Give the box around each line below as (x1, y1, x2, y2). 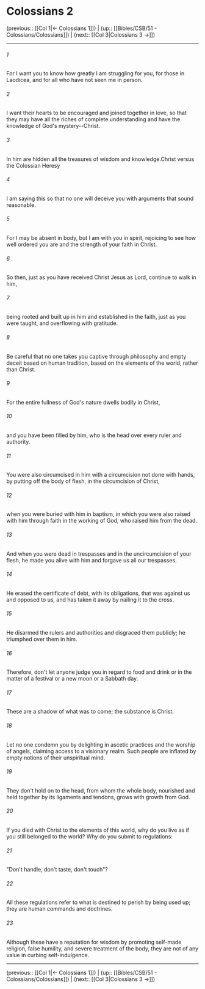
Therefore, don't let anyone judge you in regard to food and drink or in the (6, 668, 192, 676)
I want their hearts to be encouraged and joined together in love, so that (6, 109, 187, 117)
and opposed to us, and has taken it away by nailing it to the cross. (6, 595, 174, 603)
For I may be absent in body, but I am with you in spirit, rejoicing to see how (6, 234, 196, 241)
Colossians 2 (6, 4, 74, 18)
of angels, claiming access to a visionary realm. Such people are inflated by (6, 747, 196, 755)
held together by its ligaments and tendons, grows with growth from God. (6, 793, 190, 801)
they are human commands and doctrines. (6, 905, 113, 912)
